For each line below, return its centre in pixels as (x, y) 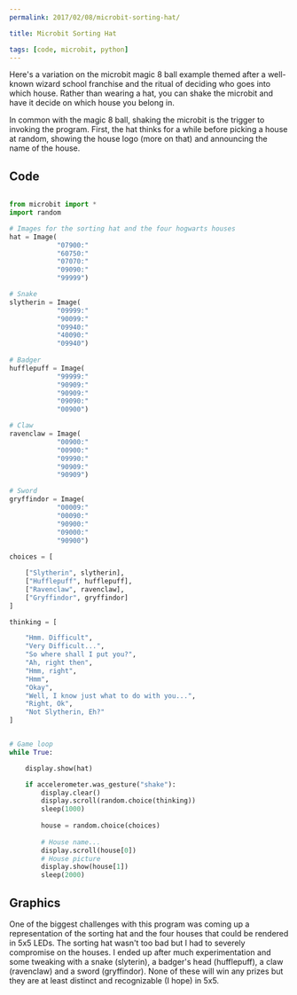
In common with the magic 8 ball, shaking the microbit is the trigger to (137, 120)
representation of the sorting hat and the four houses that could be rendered (149, 933)
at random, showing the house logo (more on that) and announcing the (138, 139)
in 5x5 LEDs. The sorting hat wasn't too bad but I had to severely (127, 943)
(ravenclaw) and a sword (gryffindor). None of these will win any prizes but (146, 971)
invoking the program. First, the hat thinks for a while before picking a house (148, 129)
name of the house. (45, 148)
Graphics (35, 902)
